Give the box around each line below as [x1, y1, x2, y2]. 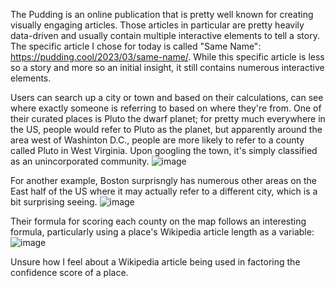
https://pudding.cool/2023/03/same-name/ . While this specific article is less [10, 51, 325, 63]
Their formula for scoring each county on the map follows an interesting [10, 215, 307, 227]
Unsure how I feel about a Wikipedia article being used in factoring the [10, 256, 301, 268]
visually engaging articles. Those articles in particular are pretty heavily [10, 19, 305, 31]
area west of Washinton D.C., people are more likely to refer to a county [10, 134, 305, 146]
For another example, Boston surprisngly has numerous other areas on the [10, 175, 317, 186]
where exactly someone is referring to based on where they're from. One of [10, 102, 322, 114]
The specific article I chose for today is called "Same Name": [10, 40, 262, 52]
